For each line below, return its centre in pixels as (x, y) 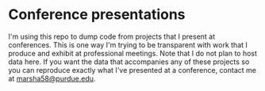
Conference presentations (97, 15)
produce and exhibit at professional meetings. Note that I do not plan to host (133, 53)
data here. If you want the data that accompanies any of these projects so (129, 62)
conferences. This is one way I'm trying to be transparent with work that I (128, 44)
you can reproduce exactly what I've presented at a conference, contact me (132, 70)
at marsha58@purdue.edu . (52, 78)
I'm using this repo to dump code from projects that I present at (112, 36)
